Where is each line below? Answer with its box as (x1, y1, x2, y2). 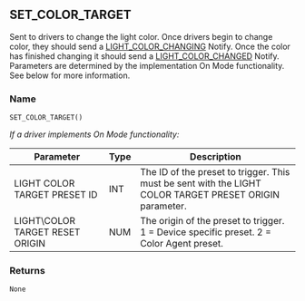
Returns (9, 265, 45, 277)
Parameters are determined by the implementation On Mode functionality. (9, 60, 285, 71)
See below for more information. (9, 70, 131, 81)
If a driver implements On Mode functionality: (9, 129, 180, 140)
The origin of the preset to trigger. (140, 215, 285, 228)
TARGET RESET (14, 226, 81, 238)
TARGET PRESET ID (14, 189, 98, 201)
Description (189, 150, 242, 163)
